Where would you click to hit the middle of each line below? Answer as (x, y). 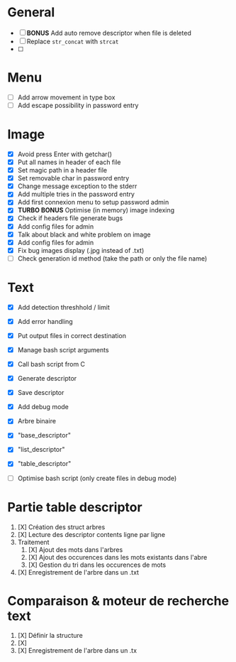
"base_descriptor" (44, 435)
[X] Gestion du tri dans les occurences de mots (97, 565)
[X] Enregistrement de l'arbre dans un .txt (78, 572)
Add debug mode (43, 407)
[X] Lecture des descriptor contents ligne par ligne (91, 534)
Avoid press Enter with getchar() (64, 154)
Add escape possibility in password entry (78, 105)
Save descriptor (41, 393)
